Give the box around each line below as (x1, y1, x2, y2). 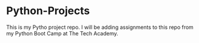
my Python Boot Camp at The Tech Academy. (6, 29, 118, 37)
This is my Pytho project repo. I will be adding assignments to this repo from (6, 24, 194, 31)
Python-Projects (6, 4, 90, 18)
